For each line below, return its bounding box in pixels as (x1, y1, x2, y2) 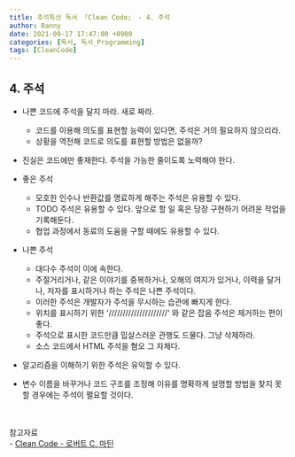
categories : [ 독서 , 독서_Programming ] (9, 37, 145, 47)
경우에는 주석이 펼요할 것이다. (31, 389, 134, 399)
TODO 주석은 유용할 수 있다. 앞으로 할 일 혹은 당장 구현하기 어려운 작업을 (35, 203, 286, 213)
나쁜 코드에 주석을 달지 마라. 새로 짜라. (21, 105, 155, 116)
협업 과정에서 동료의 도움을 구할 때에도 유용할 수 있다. (35, 225, 220, 236)
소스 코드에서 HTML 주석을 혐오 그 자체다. (35, 340, 181, 351)
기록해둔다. (35, 214, 74, 225)
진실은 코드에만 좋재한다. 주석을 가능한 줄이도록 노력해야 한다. (21, 154, 236, 165)
